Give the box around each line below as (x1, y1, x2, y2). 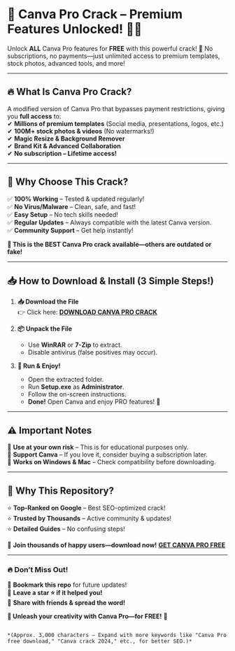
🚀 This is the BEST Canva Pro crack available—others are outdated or (7, 240, 212, 248)
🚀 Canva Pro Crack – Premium (7, 6, 183, 22)
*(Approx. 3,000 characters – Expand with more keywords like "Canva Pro (7, 632, 227, 639)
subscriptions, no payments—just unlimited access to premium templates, (7, 52, 220, 60)
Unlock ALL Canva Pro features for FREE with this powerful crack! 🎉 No (7, 44, 213, 52)
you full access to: (7, 112, 62, 120)
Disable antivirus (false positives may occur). (27, 348, 158, 357)
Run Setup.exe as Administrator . (27, 382, 124, 391)
